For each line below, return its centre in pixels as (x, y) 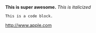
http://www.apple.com (29, 25)
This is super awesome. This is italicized (48, 7)
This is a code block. (29, 16)
